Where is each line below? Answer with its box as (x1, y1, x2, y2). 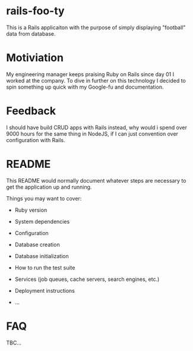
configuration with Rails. (6, 136, 65, 143)
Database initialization (14, 252, 69, 259)
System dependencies (14, 218, 70, 225)
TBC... (6, 339, 22, 346)
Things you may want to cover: (6, 195, 82, 202)
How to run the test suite (14, 264, 75, 271)
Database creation (14, 241, 61, 248)
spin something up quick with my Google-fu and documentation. (6, 83, 164, 90)
